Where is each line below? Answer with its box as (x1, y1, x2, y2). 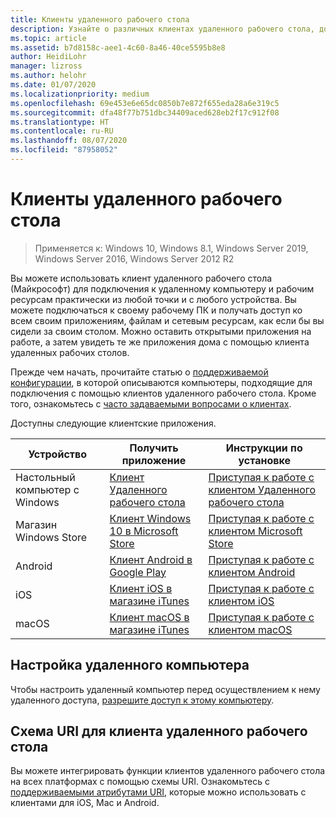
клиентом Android (208, 565, 296, 579)
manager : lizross (10, 61, 83, 71)
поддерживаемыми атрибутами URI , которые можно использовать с (10, 786, 307, 798)
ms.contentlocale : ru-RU (10, 126, 114, 136)
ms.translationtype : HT (10, 117, 110, 127)
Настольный (15, 470, 76, 484)
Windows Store (15, 530, 88, 544)
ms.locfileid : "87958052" (10, 145, 118, 155)
